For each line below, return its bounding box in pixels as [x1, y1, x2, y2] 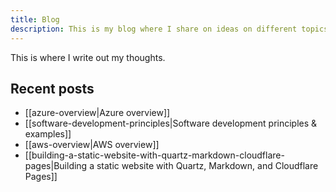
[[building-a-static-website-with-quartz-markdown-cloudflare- [24, 149, 285, 161]
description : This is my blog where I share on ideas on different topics [10, 24, 329, 34]
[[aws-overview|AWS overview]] [24, 139, 160, 151]
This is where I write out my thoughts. [10, 51, 166, 63]
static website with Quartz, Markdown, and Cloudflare [96, 160, 319, 172]
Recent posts [10, 80, 95, 97]
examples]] [24, 128, 72, 140]
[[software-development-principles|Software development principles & [24, 117, 318, 130]
